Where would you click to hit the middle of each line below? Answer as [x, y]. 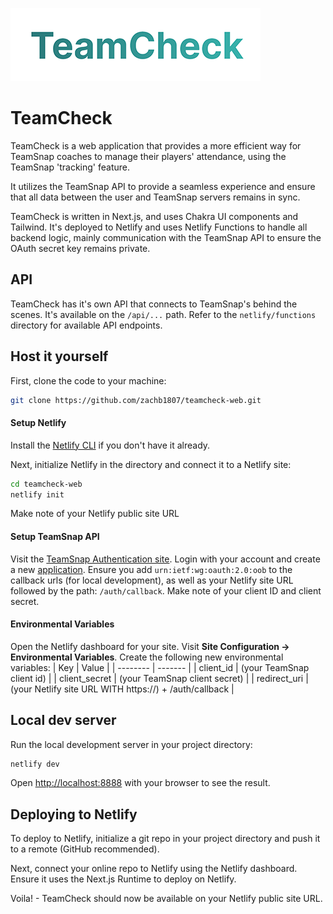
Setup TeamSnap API [55, 536]
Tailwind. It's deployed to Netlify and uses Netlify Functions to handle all [159, 227]
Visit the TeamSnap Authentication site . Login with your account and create [165, 559]
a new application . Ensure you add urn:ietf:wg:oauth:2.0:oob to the [151, 569]
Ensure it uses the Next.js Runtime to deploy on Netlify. [123, 879]
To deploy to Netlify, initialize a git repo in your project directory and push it [165, 839]
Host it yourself [59, 356]
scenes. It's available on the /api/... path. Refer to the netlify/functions [163, 314]
